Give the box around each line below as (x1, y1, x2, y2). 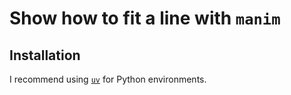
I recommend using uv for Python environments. (9, 73, 207, 85)
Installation (9, 47, 81, 64)
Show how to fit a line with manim (9, 7, 281, 30)
